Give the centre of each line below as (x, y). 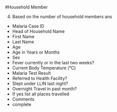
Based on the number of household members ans (62, 16)
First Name (23, 37)
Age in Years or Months (36, 52)
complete (22, 104)
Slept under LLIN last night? (40, 84)
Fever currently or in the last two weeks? (53, 63)
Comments (23, 99)
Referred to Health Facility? (40, 78)
